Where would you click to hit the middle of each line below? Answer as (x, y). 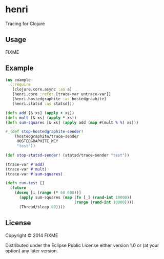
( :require (20, 85)
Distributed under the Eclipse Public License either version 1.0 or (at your (82, 245)
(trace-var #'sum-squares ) (34, 174)
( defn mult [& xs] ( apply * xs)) (41, 118)
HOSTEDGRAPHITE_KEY (37, 141)
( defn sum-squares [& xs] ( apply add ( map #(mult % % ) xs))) (72, 122)
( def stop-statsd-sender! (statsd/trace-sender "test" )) (67, 155)
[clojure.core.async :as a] (42, 90)
